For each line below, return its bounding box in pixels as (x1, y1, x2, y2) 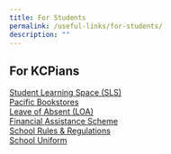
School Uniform (9, 135, 67, 146)
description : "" (9, 30, 70, 39)
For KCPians (9, 63, 80, 78)
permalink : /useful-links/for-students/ (9, 22, 164, 31)
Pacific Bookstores (9, 96, 79, 108)
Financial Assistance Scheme (9, 116, 119, 127)
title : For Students (9, 13, 87, 23)
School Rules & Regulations (9, 125, 111, 136)
